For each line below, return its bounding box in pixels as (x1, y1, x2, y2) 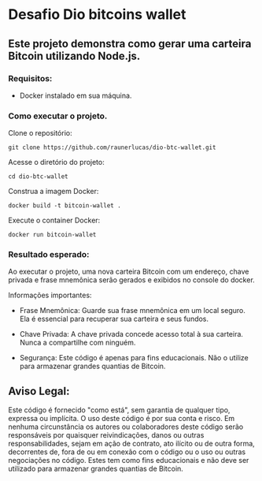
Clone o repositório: (8, 129, 72, 138)
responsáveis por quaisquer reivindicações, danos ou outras (8, 431, 205, 440)
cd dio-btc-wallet (8, 173, 68, 181)
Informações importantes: (8, 290, 92, 300)
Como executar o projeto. (8, 110, 108, 121)
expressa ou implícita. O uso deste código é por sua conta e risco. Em (8, 414, 235, 423)
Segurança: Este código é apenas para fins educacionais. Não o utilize (19, 353, 249, 363)
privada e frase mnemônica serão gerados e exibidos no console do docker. (8, 275, 256, 285)
